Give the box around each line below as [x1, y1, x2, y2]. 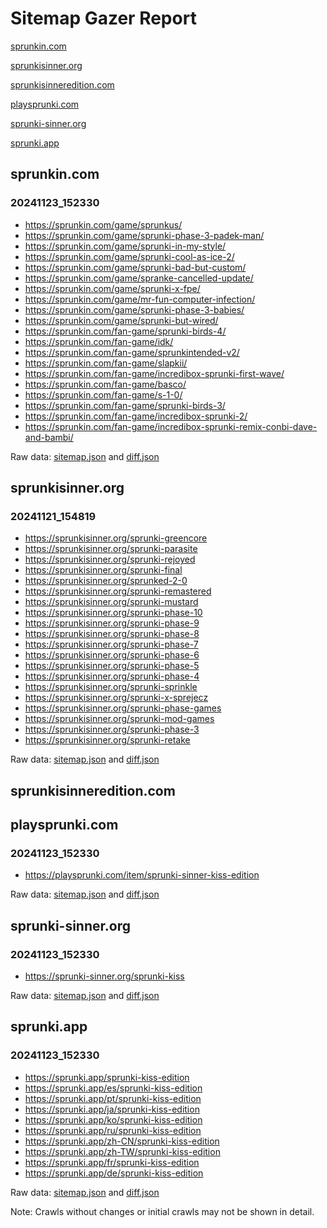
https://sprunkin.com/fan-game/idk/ [24, 335, 174, 347]
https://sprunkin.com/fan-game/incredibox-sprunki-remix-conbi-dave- [24, 420, 318, 432]
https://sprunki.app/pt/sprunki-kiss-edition [24, 1092, 202, 1104]
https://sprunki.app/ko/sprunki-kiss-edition [24, 1113, 203, 1126]
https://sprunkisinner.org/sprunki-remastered [24, 585, 212, 597]
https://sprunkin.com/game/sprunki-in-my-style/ [24, 240, 227, 252]
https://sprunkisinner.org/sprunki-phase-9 [24, 617, 200, 629]
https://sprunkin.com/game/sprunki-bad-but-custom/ [24, 261, 247, 273]
